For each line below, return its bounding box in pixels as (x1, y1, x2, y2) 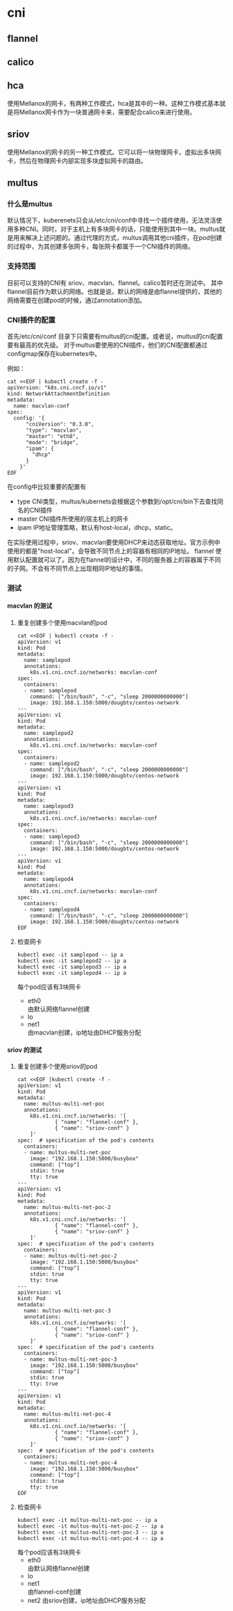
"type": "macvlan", (25, 426, 82, 434)
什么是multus (7, 199, 53, 209)
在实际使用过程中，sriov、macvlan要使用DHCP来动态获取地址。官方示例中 (7, 537, 221, 547)
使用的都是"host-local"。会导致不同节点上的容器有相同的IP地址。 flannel (7, 547, 214, 555)
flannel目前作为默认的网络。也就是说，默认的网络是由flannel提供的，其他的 (7, 287, 223, 296)
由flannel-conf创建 (27, 1587, 82, 1596)
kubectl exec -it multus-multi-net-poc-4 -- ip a (17, 1535, 164, 1542)
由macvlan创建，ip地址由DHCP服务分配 (27, 1028, 141, 1037)
